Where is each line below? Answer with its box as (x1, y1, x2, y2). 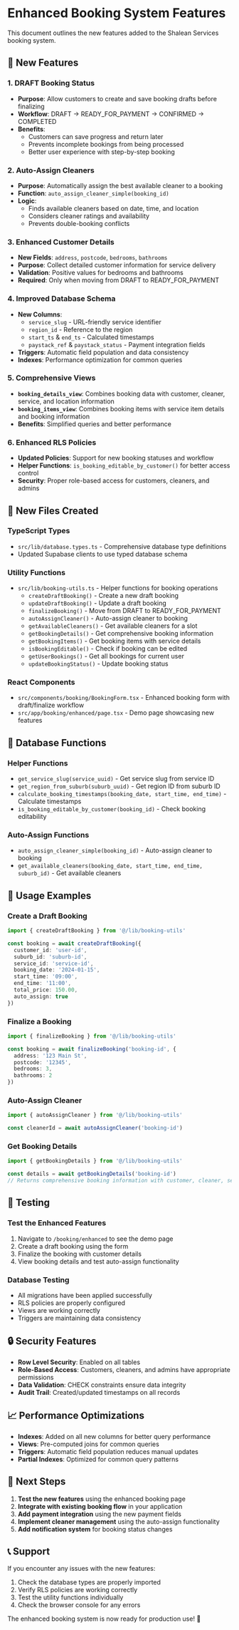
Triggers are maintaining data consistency (17, 1314, 142, 1323)
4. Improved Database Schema (7, 294, 116, 304)
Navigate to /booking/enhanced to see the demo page (17, 1234, 174, 1243)
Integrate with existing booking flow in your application (17, 1502, 183, 1510)
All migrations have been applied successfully (17, 1291, 153, 1300)
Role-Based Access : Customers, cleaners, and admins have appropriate (17, 1365, 231, 1373)
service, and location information (17, 397, 115, 406)
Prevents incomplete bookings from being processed (28, 140, 184, 148)
